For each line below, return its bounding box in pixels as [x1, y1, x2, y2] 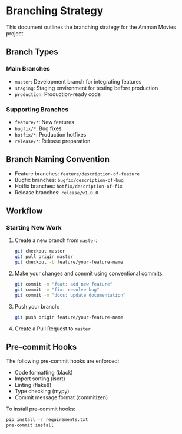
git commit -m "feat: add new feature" [14, 281, 113, 287]
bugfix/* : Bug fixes [14, 125, 62, 132]
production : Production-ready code [14, 90, 101, 98]
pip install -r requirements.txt [6, 417, 88, 423]
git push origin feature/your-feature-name [14, 314, 124, 320]
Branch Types [6, 47, 58, 57]
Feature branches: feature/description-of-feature [14, 170, 140, 177]
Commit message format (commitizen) [14, 394, 108, 401]
